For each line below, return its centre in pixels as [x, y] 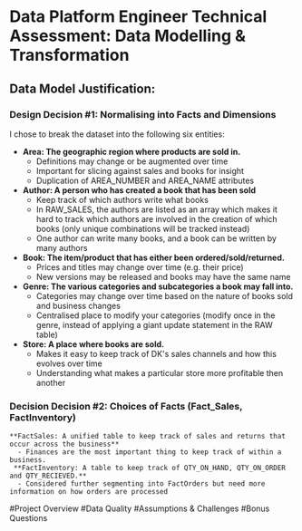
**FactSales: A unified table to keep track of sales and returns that [147, 437]
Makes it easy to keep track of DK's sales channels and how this [156, 353]
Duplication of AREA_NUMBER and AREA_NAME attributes [145, 180]
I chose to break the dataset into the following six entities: [117, 134]
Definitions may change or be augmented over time [132, 161]
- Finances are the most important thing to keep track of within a [150, 452]
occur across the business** [64, 444]
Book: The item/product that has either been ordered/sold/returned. [154, 257]
